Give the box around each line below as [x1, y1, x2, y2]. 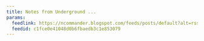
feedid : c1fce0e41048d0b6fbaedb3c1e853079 [12, 25, 121, 32]
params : [6, 14, 26, 20]
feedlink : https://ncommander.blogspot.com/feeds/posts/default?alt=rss [12, 20, 200, 26]
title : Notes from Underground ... [6, 8, 97, 15]
